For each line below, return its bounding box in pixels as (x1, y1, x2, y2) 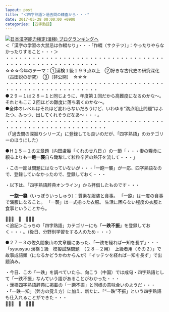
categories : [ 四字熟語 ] (5, 21, 52, 27)
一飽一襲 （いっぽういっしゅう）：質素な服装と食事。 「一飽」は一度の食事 (10, 193, 163, 199)
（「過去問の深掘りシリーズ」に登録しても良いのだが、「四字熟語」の (5, 131, 146, 137)
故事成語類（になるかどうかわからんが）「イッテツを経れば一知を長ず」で (5, 252, 158, 258)
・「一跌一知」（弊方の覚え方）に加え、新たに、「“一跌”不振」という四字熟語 (5, 288, 161, 294)
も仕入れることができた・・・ (5, 294, 67, 301)
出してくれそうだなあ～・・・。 (35, 112, 102, 118)
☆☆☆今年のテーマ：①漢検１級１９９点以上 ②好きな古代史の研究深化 (5, 68, 160, 74)
